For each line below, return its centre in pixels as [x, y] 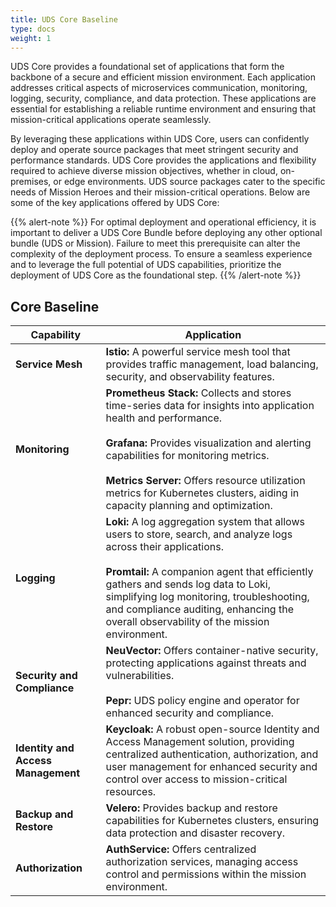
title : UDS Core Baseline [64, 19]
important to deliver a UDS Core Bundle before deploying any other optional [166, 233]
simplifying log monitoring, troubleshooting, [207, 597]
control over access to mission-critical [196, 779]
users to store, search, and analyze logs [199, 534]
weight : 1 [31, 38]
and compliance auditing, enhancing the [199, 609]
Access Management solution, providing [200, 742]
